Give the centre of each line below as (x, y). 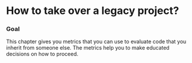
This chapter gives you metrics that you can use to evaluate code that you (96, 41)
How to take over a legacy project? (92, 11)
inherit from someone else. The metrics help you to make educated (88, 48)
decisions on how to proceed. (42, 54)
